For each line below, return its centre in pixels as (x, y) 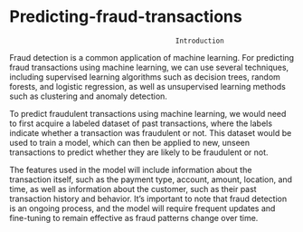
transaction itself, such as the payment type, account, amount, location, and (151, 179)
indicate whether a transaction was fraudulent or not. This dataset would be (151, 132)
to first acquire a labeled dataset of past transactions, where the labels (141, 123)
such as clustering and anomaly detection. (88, 96)
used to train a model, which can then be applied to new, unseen (130, 142)
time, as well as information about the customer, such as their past (133, 188)
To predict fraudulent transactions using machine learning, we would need (148, 113)
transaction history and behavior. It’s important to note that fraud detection (148, 198)
